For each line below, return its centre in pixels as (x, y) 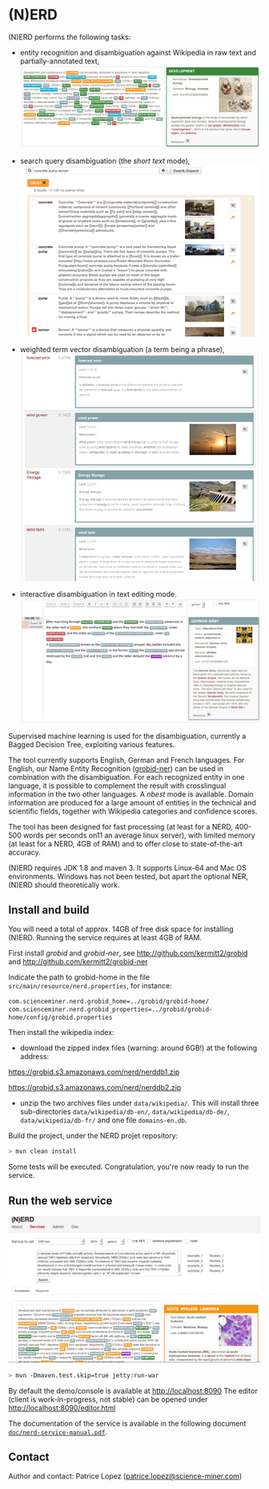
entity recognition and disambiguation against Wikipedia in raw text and (138, 52)
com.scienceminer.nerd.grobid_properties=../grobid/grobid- (111, 1010)
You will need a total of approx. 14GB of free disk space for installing (121, 929)
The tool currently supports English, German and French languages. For (126, 760)
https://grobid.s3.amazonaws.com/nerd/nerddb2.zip (95, 1088)
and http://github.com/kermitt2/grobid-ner (78, 962)
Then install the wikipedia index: (61, 1033)
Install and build (49, 910)
